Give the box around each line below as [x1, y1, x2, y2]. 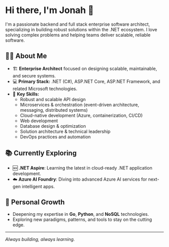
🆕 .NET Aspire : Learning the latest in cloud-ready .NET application [12, 164, 152, 171]
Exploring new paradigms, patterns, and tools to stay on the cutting [12, 216, 152, 223]
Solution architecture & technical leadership [20, 128, 111, 134]
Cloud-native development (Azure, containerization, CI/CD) [20, 112, 143, 118]
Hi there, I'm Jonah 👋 [5, 5, 94, 16]
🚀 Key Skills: [12, 91, 39, 97]
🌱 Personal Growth [5, 198, 65, 206]
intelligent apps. [22, 183, 55, 189]
